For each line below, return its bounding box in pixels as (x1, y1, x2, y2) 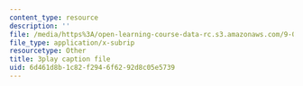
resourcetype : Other (9, 47, 87, 56)
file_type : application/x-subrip (9, 38, 135, 47)
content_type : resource (9, 13, 99, 22)
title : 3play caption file (9, 55, 111, 64)
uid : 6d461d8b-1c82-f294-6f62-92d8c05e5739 (9, 64, 176, 73)
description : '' (9, 21, 70, 30)
